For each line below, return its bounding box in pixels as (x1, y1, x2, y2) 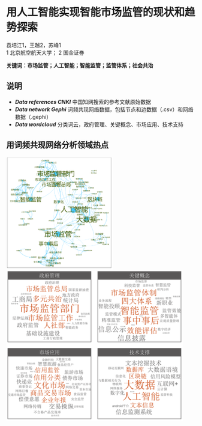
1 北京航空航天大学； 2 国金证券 (6, 49, 85, 56)
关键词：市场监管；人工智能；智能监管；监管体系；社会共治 (6, 61, 153, 69)
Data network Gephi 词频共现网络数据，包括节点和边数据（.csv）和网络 (14, 106, 194, 113)
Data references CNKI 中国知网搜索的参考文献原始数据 (14, 98, 152, 105)
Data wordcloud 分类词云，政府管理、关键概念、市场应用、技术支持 (14, 121, 184, 128)
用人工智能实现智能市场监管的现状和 (6, 5, 185, 19)
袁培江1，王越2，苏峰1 (6, 41, 61, 49)
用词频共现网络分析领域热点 (6, 140, 109, 150)
